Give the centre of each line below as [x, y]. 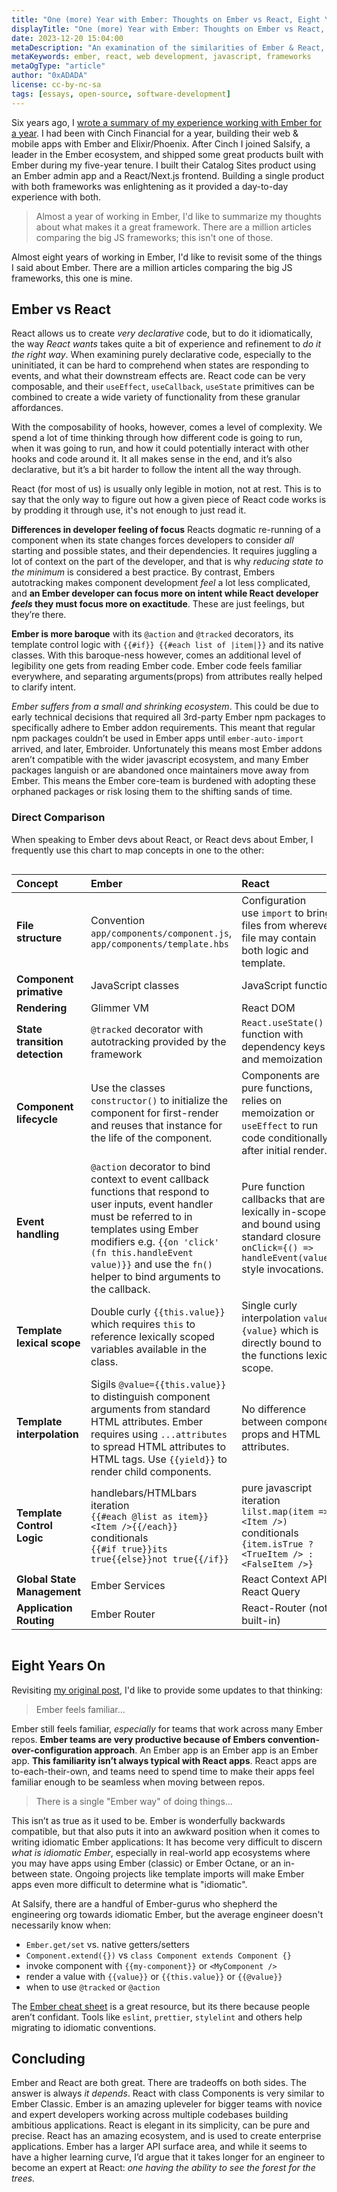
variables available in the [149, 1349]
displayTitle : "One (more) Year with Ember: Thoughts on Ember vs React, [168, 29]
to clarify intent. [43, 687]
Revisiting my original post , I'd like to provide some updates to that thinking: [167, 1690]
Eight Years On [58, 1666]
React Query [271, 1591]
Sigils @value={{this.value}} [158, 1384]
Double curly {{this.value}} [158, 1311]
